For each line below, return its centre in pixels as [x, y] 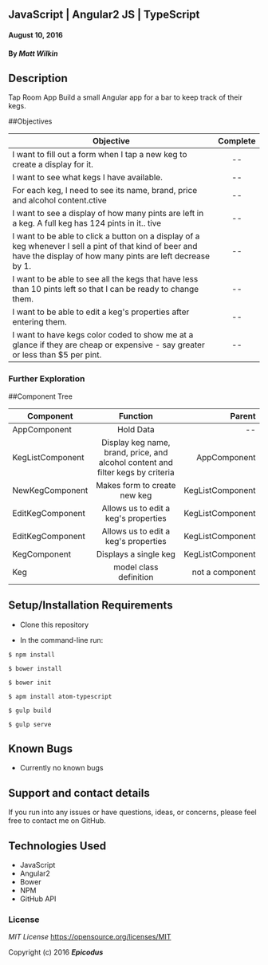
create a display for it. [53, 164]
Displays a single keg [136, 553]
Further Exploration [47, 379]
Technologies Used [57, 846]
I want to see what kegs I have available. [88, 178]
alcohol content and [136, 462]
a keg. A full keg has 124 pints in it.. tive [87, 223]
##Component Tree [41, 396]
